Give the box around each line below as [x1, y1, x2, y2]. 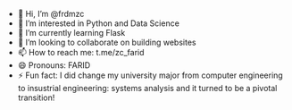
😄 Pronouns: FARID [17, 60, 91, 71]
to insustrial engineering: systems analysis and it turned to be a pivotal [17, 83, 278, 93]
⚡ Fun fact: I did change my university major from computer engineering [17, 70, 283, 80]
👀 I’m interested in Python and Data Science [17, 18, 180, 29]
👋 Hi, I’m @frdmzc [17, 9, 85, 19]
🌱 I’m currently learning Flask [17, 28, 126, 38]
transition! [17, 92, 55, 103]
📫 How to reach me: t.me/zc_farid [17, 47, 145, 57]
